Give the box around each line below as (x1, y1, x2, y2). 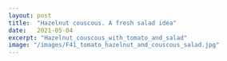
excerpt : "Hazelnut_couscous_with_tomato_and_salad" (8, 33, 188, 42)
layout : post (8, 11, 52, 20)
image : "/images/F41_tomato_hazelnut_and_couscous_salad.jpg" (8, 41, 220, 49)
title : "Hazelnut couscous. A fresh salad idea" (8, 19, 177, 27)
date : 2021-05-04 (8, 26, 74, 34)
